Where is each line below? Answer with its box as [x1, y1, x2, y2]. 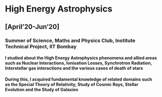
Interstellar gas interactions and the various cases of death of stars [5, 65, 143, 71]
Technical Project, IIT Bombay [5, 43, 77, 50]
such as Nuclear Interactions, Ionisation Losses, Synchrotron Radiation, [5, 60, 152, 66]
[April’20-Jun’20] [5, 23, 59, 31]
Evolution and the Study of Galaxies [5, 86, 78, 92]
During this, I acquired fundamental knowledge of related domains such [5, 76, 152, 82]
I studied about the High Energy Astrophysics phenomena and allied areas [5, 55, 157, 61]
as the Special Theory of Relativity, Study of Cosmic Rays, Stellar [5, 81, 139, 87]
